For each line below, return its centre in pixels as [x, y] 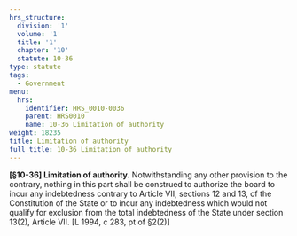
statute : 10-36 [45, 59]
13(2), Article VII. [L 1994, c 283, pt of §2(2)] [90, 222]
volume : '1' [39, 34]
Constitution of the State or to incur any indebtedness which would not [138, 203]
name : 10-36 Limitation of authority [95, 125]
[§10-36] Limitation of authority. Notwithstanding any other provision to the [148, 175]
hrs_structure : [37, 17]
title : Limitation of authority [69, 141]
